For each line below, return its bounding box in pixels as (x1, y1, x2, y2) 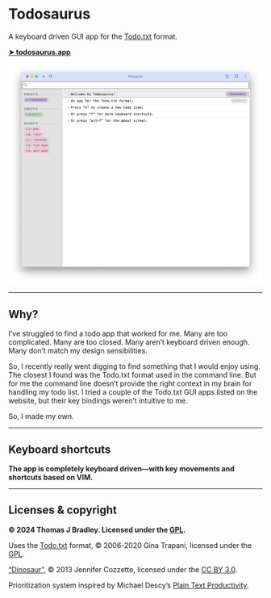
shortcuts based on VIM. (8, 473, 94, 483)
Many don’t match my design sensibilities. (8, 346, 148, 356)
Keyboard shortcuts (8, 442, 111, 456)
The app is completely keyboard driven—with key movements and (8, 464, 236, 474)
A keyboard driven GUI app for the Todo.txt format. (8, 31, 178, 41)
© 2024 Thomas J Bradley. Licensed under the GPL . (8, 525, 186, 534)
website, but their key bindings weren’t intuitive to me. (8, 396, 188, 406)
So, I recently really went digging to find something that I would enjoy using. (8, 362, 261, 371)
